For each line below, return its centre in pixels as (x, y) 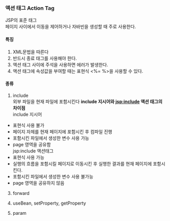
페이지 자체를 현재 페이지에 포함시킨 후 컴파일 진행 (62, 131)
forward (21, 193)
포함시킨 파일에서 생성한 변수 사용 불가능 (53, 176)
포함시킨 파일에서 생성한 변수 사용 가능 (51, 138)
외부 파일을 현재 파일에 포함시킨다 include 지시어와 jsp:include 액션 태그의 (87, 102)
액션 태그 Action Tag (30, 8)
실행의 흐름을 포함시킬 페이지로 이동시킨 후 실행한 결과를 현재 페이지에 (82, 164)
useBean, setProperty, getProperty (49, 203)
